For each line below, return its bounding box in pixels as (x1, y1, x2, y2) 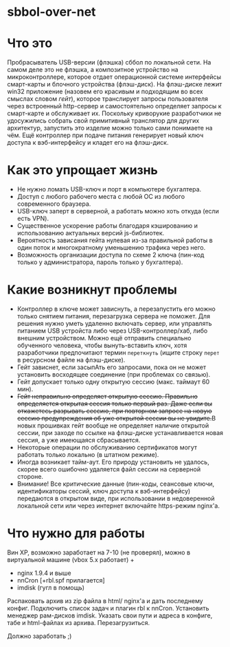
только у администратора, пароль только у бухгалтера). (16, 258, 183, 266)
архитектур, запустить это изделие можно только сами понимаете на (7, 124, 213, 132)
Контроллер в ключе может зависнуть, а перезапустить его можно (16, 305, 216, 313)
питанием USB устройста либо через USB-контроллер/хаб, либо (16, 327, 208, 335)
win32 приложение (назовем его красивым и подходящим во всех (7, 87, 204, 96)
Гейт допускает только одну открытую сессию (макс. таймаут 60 (16, 378, 210, 386)
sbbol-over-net (7, 4, 96, 20)
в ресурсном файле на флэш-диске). (16, 356, 126, 364)
